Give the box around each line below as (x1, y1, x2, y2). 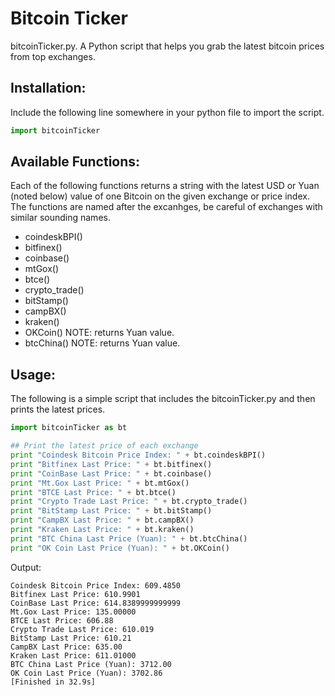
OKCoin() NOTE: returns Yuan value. (24, 327, 175, 339)
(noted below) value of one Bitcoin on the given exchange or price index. (10, 190, 310, 202)
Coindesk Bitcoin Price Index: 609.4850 (10, 580, 182, 591)
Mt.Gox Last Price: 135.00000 (10, 607, 137, 617)
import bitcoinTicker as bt (10, 423, 128, 433)
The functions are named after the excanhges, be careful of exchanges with (10, 201, 323, 213)
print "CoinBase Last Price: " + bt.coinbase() (10, 468, 213, 479)
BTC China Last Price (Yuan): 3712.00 (10, 659, 172, 669)
